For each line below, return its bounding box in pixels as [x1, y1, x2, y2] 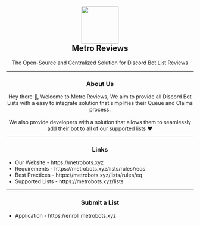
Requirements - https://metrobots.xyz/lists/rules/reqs [14, 165, 146, 172]
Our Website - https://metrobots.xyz [14, 159, 104, 166]
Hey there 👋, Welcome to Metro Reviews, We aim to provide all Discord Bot [8, 93, 192, 100]
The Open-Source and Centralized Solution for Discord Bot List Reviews [11, 59, 189, 66]
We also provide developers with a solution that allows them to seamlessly [8, 119, 192, 126]
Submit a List [80, 198, 120, 206]
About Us [86, 79, 114, 88]
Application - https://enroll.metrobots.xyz [14, 212, 117, 219]
